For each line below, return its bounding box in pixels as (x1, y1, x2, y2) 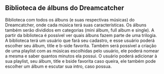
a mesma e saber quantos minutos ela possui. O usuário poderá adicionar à (5, 53, 158, 59)
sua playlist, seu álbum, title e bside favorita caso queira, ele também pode (5, 58, 156, 64)
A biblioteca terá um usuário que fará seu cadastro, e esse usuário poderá (5, 37, 155, 43)
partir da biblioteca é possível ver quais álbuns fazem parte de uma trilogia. (5, 32, 157, 38)
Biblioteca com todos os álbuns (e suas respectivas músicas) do (5, 17, 135, 22)
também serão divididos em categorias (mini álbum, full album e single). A (5, 27, 155, 33)
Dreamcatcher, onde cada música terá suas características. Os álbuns (5, 22, 147, 28)
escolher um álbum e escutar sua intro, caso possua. (5, 63, 112, 69)
